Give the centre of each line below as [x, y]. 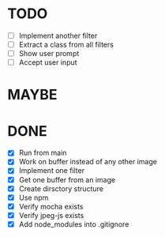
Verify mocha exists [51, 206]
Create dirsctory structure [61, 188]
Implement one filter [51, 171]
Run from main [43, 153]
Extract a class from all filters [66, 45]
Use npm [34, 197]
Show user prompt [49, 54]
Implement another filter [58, 36]
